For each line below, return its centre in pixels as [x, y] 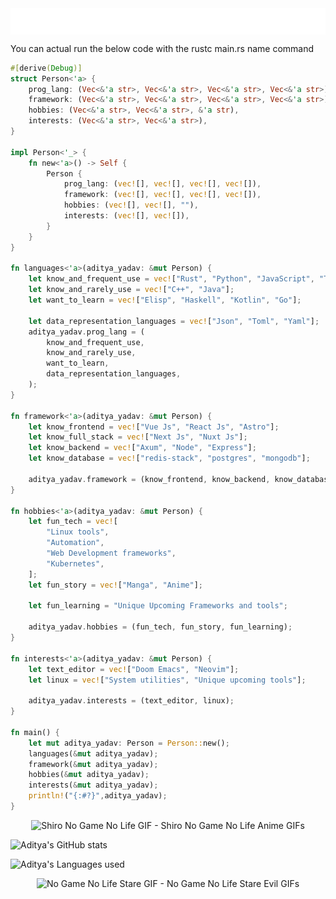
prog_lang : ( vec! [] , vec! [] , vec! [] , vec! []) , [162, 184]
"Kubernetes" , [75, 563]
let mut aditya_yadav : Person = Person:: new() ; [129, 743]
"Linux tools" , [78, 532]
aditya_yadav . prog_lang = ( [86, 332]
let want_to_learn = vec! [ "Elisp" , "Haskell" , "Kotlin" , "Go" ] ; [165, 300]
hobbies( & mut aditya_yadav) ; [89, 775]
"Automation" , [75, 543]
